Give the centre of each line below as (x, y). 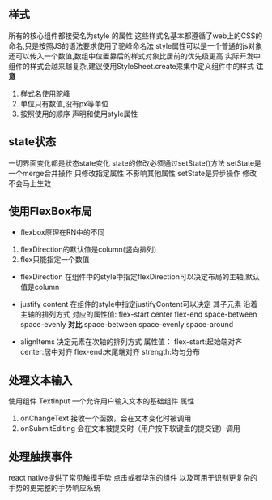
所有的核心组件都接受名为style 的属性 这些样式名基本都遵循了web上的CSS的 (136, 36)
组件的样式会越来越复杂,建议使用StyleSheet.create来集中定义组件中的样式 (132, 66)
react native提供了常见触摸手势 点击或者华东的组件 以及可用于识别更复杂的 (133, 478)
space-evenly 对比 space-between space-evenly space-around (127, 325)
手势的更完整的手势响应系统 (55, 488)
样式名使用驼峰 (45, 93)
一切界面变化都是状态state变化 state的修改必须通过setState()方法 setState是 (135, 163)
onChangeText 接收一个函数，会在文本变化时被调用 (106, 418)
